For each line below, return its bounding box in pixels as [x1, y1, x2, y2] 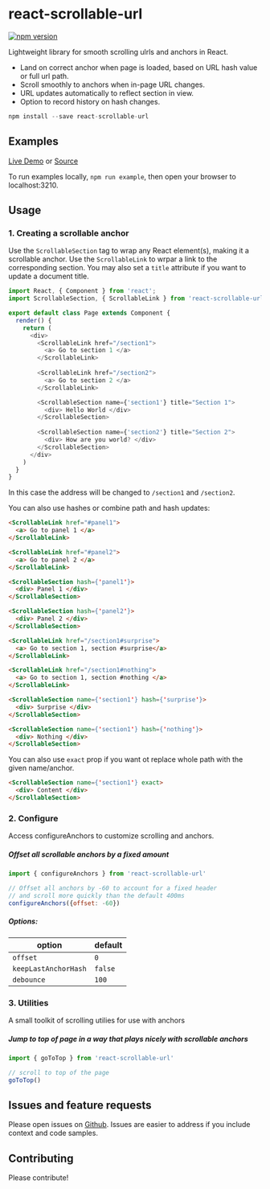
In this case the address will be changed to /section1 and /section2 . [8, 488, 235, 497]
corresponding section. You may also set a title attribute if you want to [8, 263, 247, 273]
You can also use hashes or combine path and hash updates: [8, 504, 211, 513]
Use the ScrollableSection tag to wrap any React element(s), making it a [8, 246, 249, 256]
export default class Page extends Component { [8, 309, 171, 318]
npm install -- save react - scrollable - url [8, 112, 149, 121]
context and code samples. [8, 1128, 99, 1138]
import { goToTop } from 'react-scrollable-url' [8, 1054, 174, 1062]
